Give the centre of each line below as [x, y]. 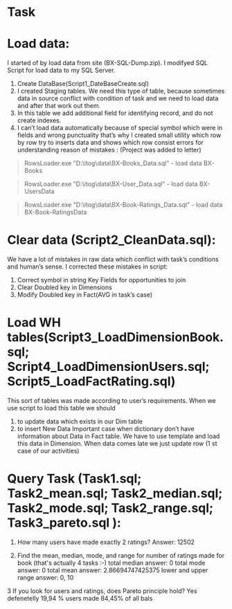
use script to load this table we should [61, 408]
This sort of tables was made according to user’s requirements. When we [111, 401]
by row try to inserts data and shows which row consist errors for [110, 143]
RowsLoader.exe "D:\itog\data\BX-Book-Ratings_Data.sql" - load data [123, 205]
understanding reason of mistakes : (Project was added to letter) [109, 150]
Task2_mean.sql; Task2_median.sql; [115, 494]
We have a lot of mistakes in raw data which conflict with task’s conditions [113, 260]
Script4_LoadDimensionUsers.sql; [108, 367]
